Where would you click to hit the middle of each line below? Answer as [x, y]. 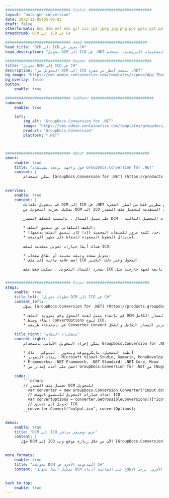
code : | [22, 376]
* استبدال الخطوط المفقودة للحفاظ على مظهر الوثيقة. [80, 237]
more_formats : [20, 455]
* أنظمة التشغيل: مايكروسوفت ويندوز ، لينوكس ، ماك [79, 353]
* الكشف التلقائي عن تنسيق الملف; [59, 228]
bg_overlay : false [24, 80]
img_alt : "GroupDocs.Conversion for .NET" [68, 121]
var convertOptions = [50, 399]
